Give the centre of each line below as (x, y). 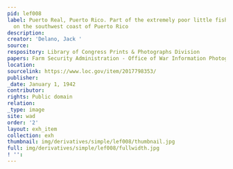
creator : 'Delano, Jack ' (44, 39)
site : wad (21, 116)
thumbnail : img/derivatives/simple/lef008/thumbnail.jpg (91, 142)
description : (26, 33)
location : (21, 65)
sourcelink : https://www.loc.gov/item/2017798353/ (82, 71)
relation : (21, 103)
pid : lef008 (24, 13)
